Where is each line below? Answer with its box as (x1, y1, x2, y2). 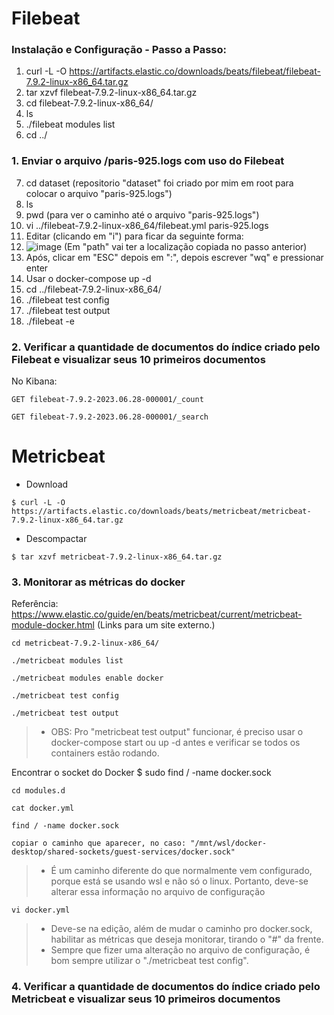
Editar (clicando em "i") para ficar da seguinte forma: (25, 230, 244, 242)
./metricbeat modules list (11, 656, 124, 666)
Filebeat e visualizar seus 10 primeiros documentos (11, 352, 266, 366)
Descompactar (25, 533, 88, 545)
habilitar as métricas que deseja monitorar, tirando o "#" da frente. (50, 933, 324, 946)
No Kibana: (11, 375, 58, 387)
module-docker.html (11, 619, 95, 631)
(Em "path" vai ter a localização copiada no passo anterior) (64, 240, 308, 252)
